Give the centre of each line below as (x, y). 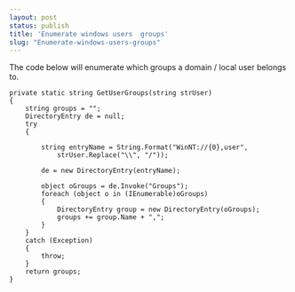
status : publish (39, 26)
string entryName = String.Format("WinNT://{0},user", (145, 147)
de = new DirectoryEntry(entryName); (111, 171)
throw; (53, 256)
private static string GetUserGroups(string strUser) (111, 93)
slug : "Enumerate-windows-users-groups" (85, 42)
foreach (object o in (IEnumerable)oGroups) (125, 194)
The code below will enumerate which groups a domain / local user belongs (148, 67)
